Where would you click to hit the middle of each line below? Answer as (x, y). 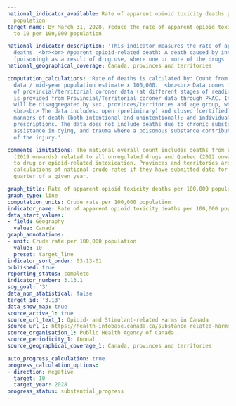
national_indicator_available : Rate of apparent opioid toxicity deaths (116, 14)
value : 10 (28, 248)
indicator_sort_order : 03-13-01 (54, 261)
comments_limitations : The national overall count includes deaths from (116, 150)
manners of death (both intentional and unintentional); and (105, 118)
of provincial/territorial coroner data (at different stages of (111, 91)
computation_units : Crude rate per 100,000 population (89, 202)
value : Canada (34, 228)
